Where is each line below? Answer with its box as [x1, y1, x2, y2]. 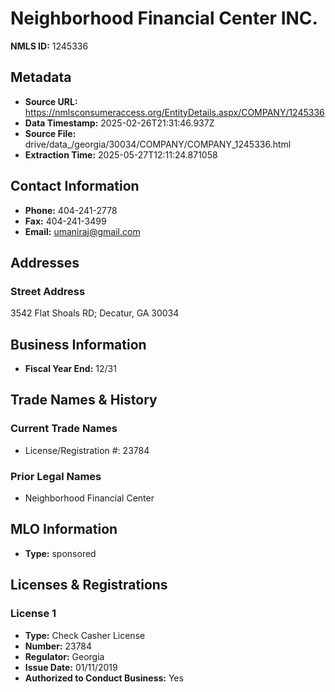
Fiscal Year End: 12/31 [24, 363, 117, 375]
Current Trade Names [10, 422, 118, 436]
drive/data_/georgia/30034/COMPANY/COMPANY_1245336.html [24, 138, 292, 150]
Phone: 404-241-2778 [24, 204, 118, 216]
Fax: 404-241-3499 [24, 215, 107, 227]
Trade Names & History [10, 392, 158, 409]
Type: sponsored [24, 547, 97, 559]
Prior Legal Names [10, 469, 102, 483]
